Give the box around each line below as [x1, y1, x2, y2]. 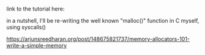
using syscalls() [6, 24, 46, 31]
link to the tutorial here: [6, 5, 65, 12]
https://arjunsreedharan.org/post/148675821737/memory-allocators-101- [6, 35, 190, 42]
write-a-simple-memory [6, 42, 67, 49]
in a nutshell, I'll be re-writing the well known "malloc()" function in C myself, [6, 17, 199, 24]
